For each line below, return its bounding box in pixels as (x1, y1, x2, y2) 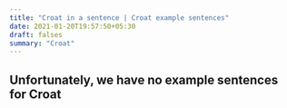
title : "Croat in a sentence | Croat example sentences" (9, 13, 230, 23)
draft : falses (9, 30, 64, 39)
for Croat (9, 86, 62, 102)
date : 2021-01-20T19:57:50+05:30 (9, 22, 136, 31)
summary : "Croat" (9, 38, 75, 48)
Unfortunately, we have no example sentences (9, 72, 279, 87)
